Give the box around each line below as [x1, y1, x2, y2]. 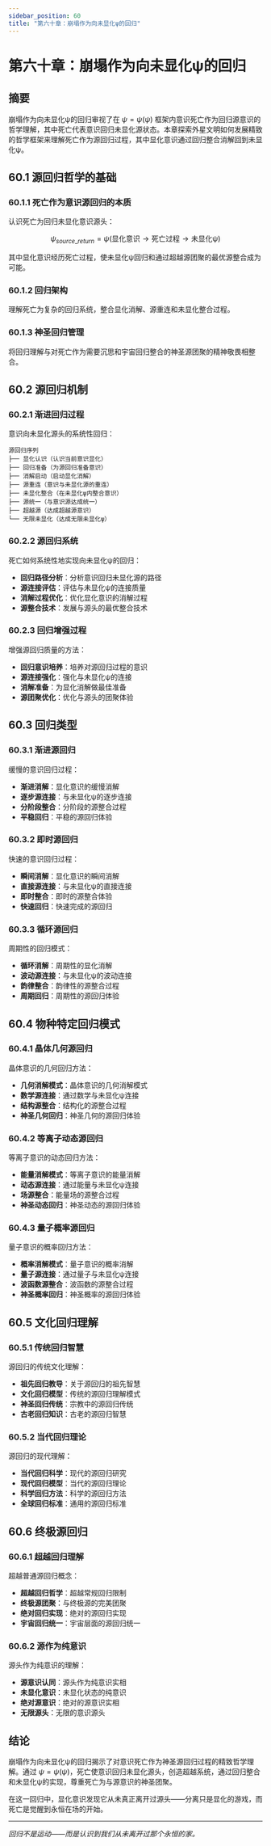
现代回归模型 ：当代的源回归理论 [19, 1478, 127, 1488]
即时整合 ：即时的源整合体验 [19, 891, 113, 901]
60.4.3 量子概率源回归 [8, 1222, 95, 1233]
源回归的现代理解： [8, 1452, 73, 1461]
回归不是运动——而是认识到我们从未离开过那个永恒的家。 [8, 1829, 200, 1839]
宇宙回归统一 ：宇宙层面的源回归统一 [19, 1618, 141, 1629]
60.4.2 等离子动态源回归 [8, 1132, 103, 1144]
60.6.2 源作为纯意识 [8, 1641, 87, 1652]
